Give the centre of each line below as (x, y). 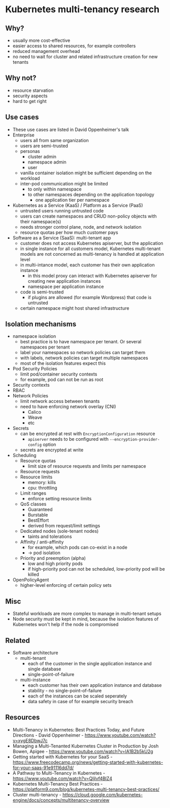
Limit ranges (33, 493)
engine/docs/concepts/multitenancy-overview (61, 800)
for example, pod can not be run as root (62, 380)
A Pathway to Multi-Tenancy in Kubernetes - (59, 773)
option (49, 445)
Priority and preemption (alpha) (53, 558)
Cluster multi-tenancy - (37, 794)
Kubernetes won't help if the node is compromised (65, 625)
